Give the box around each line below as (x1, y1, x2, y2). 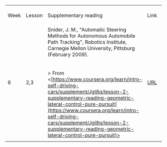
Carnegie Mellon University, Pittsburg (47, 45, 135, 52)
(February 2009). (47, 51, 88, 58)
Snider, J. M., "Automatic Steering (47, 26, 127, 33)
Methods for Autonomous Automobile (47, 32, 136, 39)
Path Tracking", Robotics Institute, (47, 39, 127, 45)
